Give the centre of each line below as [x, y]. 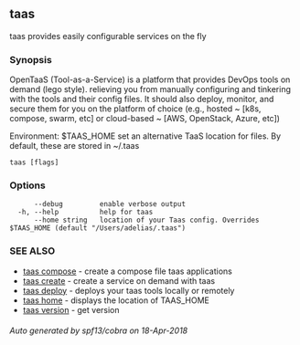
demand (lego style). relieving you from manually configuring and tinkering [150, 89]
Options [27, 185]
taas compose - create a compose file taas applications [128, 271]
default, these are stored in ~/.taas [75, 146]
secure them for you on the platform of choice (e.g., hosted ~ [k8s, [135, 109]
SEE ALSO [32, 251]
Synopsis [31, 59]
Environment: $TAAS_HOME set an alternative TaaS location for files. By [145, 136]
